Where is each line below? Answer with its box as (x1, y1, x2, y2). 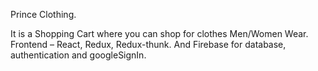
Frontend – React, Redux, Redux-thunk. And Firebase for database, (10, 39, 287, 50)
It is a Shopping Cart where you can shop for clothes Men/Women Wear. (10, 28, 309, 39)
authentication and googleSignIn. (10, 49, 147, 61)
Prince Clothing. (10, 9, 77, 20)
